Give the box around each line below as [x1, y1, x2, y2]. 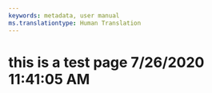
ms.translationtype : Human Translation [8, 19, 142, 27]
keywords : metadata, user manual [8, 11, 120, 20]
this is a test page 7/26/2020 [8, 53, 205, 72]
